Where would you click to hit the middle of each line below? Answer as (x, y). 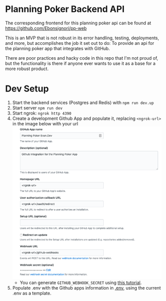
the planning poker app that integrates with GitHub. (58, 48)
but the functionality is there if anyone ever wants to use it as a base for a (80, 63)
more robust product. (27, 69)
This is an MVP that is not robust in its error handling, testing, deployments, (82, 38)
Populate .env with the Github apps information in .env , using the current (86, 288)
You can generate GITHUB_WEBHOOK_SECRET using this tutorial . (81, 283)
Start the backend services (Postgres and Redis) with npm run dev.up (83, 102)
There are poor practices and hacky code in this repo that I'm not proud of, (82, 58)
